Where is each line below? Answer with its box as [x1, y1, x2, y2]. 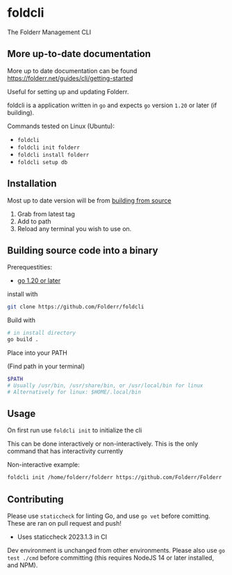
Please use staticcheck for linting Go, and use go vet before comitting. [7, 512, 210, 520]
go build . [7, 336, 39, 343]
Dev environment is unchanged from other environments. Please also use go [7, 546, 226, 555]
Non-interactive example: [7, 461, 80, 469]
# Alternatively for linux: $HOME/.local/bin [7, 388, 141, 395]
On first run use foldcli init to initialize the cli [7, 426, 142, 434]
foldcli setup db [17, 159, 68, 166]
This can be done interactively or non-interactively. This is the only [7, 440, 199, 448]
